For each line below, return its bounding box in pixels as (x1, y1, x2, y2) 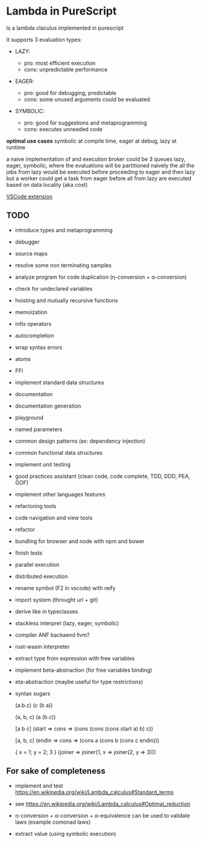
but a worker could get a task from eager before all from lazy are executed (6, 174, 192, 182)
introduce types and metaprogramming (14, 226, 113, 233)
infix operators (14, 320, 52, 327)
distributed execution (14, 573, 68, 580)
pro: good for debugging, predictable (24, 89, 116, 96)
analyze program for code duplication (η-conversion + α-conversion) (14, 273, 187, 281)
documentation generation (14, 402, 81, 409)
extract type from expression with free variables (14, 654, 135, 662)
